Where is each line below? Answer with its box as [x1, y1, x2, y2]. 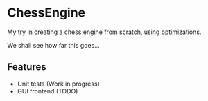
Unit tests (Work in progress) [17, 80, 101, 88]
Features [7, 61, 46, 73]
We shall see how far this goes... [7, 41, 101, 49]
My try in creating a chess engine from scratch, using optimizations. [7, 28, 202, 36]
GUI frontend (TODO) [17, 86, 78, 95]
